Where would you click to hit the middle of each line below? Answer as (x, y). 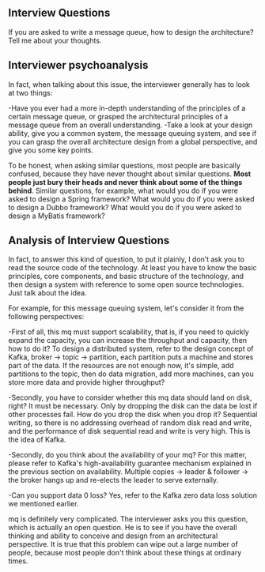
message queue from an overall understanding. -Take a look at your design (131, 125)
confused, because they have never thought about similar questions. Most (130, 174)
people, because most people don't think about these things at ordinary (125, 553)
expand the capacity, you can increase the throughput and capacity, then (128, 341)
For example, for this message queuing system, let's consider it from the (126, 308)
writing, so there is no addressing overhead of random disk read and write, (130, 423)
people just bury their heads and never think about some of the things (125, 182)
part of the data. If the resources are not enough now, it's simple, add (121, 366)
